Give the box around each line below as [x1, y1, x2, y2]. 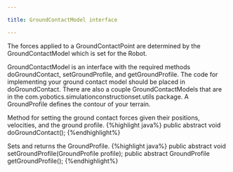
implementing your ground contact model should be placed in [7, 78, 186, 86]
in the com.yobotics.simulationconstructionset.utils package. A [7, 92, 189, 101]
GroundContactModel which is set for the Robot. [7, 49, 147, 57]
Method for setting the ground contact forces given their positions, [7, 113, 200, 122]
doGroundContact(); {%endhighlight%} [7, 128, 121, 136]
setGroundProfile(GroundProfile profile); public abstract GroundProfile [7, 149, 211, 157]
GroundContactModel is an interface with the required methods [7, 62, 191, 71]
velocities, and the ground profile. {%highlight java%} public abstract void [7, 120, 221, 129]
